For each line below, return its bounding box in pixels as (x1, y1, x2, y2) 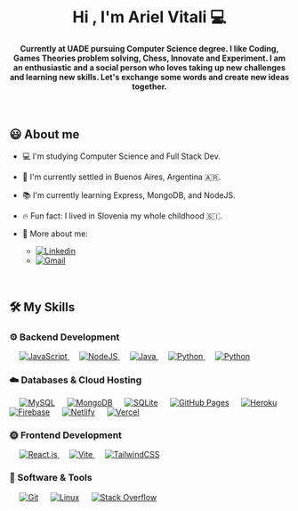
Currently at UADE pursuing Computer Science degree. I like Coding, (20, 43, 279, 54)
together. (132, 81, 167, 92)
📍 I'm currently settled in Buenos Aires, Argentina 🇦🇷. (21, 171, 221, 183)
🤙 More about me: (21, 228, 89, 239)
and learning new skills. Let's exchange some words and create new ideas (9, 71, 290, 82)
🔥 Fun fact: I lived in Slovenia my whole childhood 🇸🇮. (21, 210, 223, 221)
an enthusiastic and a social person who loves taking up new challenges (12, 62, 286, 72)
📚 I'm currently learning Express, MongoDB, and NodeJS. (21, 190, 236, 201)
